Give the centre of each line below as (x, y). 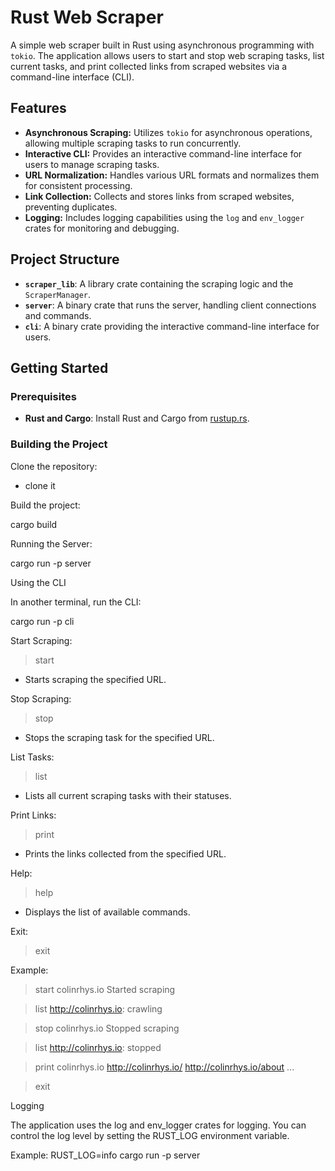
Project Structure (65, 259)
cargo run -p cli (42, 621)
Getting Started (59, 367)
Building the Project (59, 444)
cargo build (34, 524)
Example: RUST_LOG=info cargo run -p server (105, 1155)
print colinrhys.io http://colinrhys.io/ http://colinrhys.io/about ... (164, 1067)
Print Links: (33, 815)
